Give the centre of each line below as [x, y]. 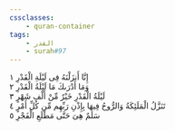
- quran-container [60, 26]
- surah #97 [46, 51]
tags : [19, 34]
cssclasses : [32, 18]
